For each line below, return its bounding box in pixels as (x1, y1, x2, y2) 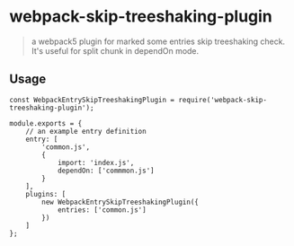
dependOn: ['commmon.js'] (57, 166, 155, 175)
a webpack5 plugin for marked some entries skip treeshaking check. (31, 36, 286, 47)
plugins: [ (25, 189, 67, 198)
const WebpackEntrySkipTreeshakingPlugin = (9, 95, 175, 104)
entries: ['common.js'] (57, 205, 147, 215)
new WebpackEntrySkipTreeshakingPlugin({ (41, 198, 200, 206)
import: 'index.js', (57, 158, 135, 167)
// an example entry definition (25, 127, 147, 136)
